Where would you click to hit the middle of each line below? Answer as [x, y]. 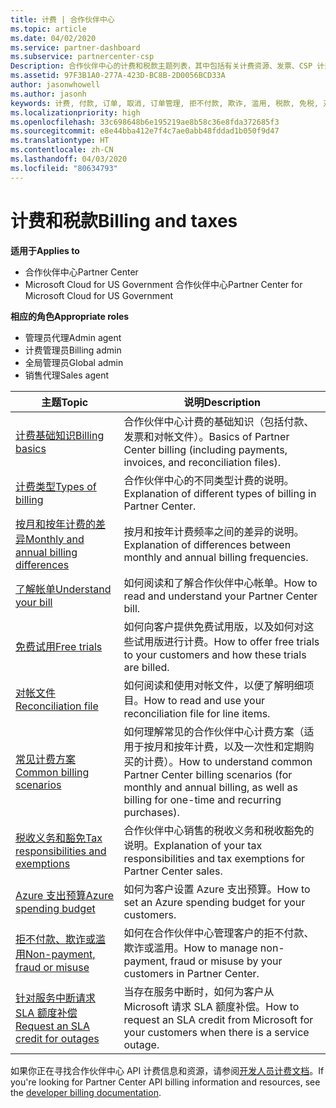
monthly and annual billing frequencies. [216, 557]
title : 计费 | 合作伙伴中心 [62, 19]
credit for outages [57, 1038]
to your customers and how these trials [215, 654]
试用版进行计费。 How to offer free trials [226, 641]
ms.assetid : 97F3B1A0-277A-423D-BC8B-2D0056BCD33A [118, 76]
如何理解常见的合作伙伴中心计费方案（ [214, 731]
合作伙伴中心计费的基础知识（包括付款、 [219, 421]
